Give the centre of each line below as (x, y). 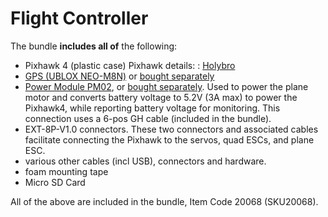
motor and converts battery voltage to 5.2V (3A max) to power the (161, 97)
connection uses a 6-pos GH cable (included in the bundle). (148, 118)
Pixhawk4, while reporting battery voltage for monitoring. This (152, 108)
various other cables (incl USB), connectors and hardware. (145, 161)
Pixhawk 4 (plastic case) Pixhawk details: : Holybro (130, 65)
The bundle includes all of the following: (94, 46)
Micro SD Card (55, 182)
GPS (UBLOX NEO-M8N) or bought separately (119, 76)
